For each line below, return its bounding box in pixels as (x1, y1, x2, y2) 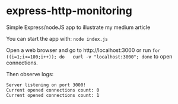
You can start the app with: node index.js (6, 35, 108, 42)
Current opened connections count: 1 (6, 92, 100, 98)
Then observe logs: (6, 70, 54, 77)
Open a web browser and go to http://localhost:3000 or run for (6, 46, 161, 54)
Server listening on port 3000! (6, 82, 86, 88)
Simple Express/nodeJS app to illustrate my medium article (6, 24, 151, 31)
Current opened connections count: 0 (6, 87, 100, 93)
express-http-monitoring (6, 4, 132, 18)
